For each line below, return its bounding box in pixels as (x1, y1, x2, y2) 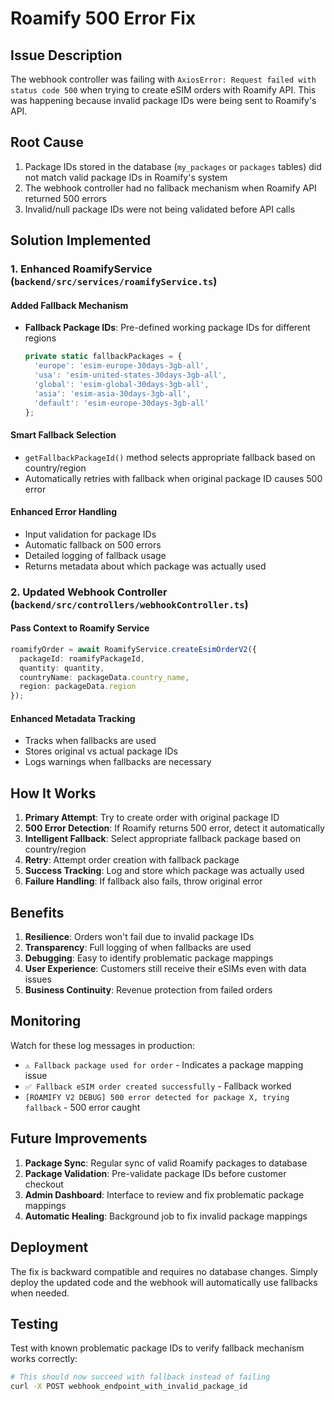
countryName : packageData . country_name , (19, 672, 190, 682)
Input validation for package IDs (24, 528, 157, 540)
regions (24, 332, 57, 344)
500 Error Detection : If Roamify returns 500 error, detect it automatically (24, 822, 325, 834)
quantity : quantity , (19, 663, 105, 673)
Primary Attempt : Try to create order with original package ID (24, 812, 280, 824)
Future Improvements (10, 1130, 148, 1147)
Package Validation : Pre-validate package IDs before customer (24, 1167, 287, 1179)
